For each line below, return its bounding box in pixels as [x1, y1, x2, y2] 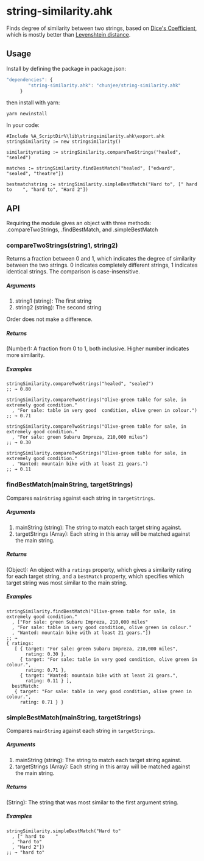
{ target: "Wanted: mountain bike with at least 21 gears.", [19, 672, 178, 679]
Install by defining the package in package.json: [6, 65, 127, 72]
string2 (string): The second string [15, 304, 102, 311]
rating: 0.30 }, [25, 651, 67, 657]
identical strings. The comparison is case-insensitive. [6, 268, 140, 275]
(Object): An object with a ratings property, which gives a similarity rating [6, 566, 192, 573]
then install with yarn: [6, 99, 60, 106]
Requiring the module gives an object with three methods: [6, 220, 152, 227]
